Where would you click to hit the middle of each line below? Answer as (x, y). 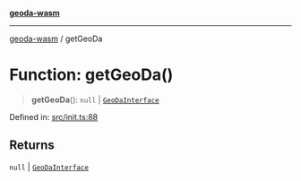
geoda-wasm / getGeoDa (56, 39)
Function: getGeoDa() (91, 75)
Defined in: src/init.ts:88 (54, 116)
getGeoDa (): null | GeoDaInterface (95, 99)
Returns (32, 146)
